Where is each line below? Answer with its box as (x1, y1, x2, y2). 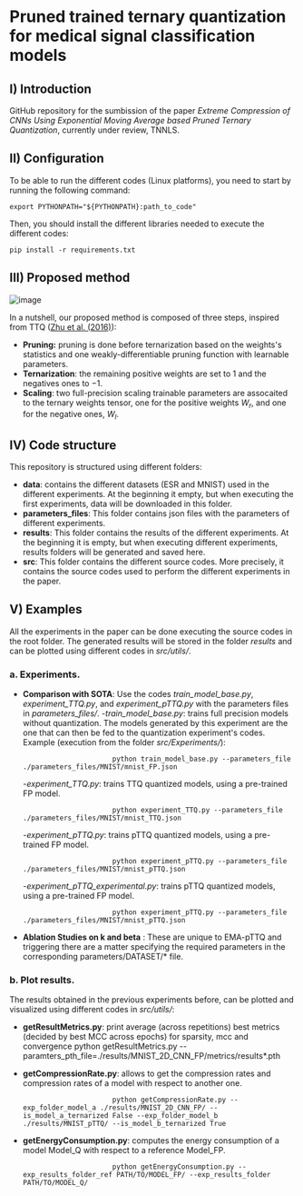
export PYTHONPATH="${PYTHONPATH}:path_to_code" (9, 202, 197, 211)
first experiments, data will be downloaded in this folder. (22, 498, 233, 510)
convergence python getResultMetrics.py (22, 1041, 178, 1051)
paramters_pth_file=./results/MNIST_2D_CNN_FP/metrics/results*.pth (22, 1051, 281, 1061)
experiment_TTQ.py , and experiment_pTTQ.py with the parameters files (22, 698, 288, 710)
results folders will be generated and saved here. (22, 547, 206, 558)
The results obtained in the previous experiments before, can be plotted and (9, 994, 294, 1005)
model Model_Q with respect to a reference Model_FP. (22, 1145, 226, 1156)
